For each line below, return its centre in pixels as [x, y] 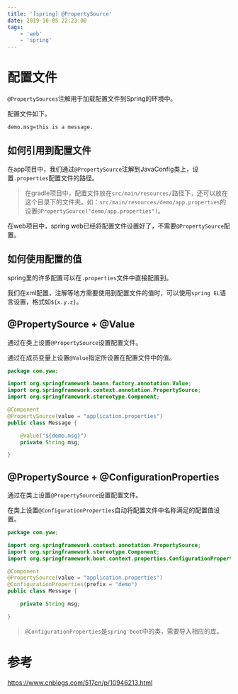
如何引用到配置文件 [49, 151]
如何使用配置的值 [45, 259]
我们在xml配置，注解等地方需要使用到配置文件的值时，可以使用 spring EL [114, 292]
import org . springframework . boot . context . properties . [89, 558]
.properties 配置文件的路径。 [56, 177]
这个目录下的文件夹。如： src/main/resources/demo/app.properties [122, 202]
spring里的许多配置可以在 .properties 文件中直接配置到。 [90, 277]
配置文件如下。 [29, 114]
